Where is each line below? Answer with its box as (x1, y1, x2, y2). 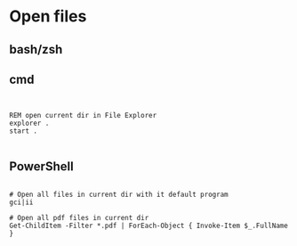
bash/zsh (9, 42, 63, 57)
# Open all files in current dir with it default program (9, 190, 229, 200)
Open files (9, 6, 87, 27)
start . (9, 127, 38, 135)
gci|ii (9, 198, 34, 207)
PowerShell (9, 159, 74, 174)
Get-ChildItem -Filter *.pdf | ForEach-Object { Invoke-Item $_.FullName (9, 221, 289, 231)
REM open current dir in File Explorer (9, 111, 157, 120)
